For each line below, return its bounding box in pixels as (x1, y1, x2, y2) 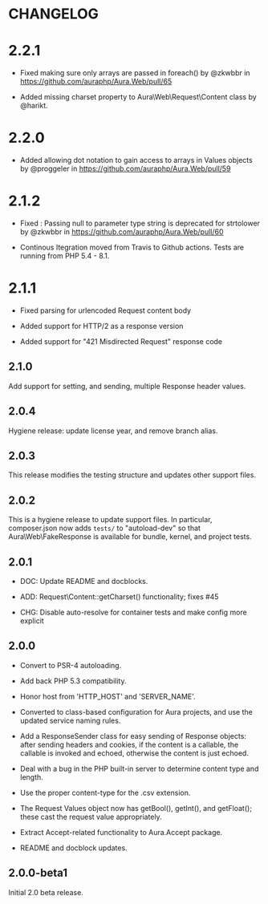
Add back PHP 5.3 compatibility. (19, 675, 127, 686)
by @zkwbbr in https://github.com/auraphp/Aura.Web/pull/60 (19, 227, 224, 237)
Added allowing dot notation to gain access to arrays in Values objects (19, 156, 253, 165)
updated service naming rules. (19, 715, 121, 725)
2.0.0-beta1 (8, 866, 68, 880)
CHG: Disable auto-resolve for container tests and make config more (19, 607, 247, 617)
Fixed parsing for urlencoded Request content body (19, 306, 191, 315)
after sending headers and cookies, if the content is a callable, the (19, 740, 239, 749)
